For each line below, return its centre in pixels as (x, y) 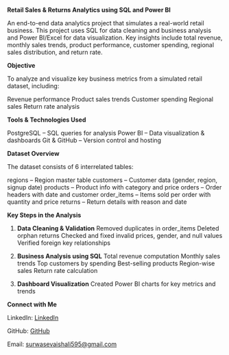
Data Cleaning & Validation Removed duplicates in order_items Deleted (118, 228)
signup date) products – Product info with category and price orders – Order (114, 187)
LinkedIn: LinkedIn (33, 318)
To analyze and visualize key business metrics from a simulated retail (105, 79)
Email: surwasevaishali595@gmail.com (62, 344)
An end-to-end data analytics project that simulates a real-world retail (106, 23)
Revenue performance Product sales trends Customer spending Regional (110, 99)
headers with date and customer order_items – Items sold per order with (109, 195)
